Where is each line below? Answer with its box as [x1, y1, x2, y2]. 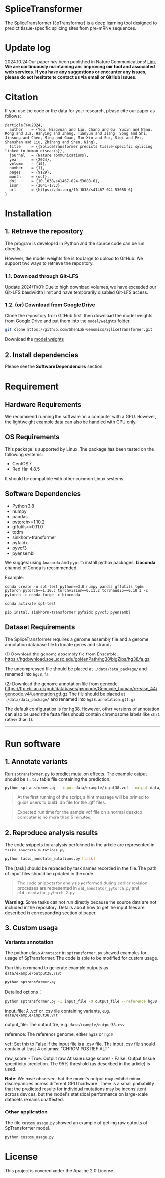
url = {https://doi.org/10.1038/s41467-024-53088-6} [9, 187, 133, 192]
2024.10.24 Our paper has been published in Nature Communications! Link [5, 58, 156, 65]
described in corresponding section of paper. [5, 910, 97, 916]
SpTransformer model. [5, 1125, 51, 1131]
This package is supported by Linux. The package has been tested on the [5, 446, 154, 452]
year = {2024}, [9, 157, 52, 162]
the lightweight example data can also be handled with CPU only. [5, 419, 137, 425]
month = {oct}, [9, 174, 50, 179]
